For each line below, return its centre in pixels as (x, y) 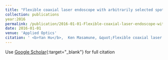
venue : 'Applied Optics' (31, 33)
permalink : (16, 24)
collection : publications (32, 14)
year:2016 (15, 19)
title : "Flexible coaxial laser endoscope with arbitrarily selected (79, 10)
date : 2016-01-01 (23, 28)
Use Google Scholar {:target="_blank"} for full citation (60, 52)
